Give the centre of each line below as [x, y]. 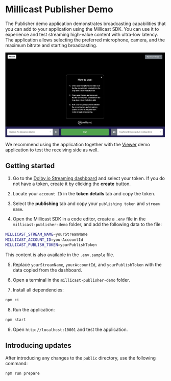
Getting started [30, 166]
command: [17, 363]
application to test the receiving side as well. [52, 150]
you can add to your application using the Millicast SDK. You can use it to [82, 29]
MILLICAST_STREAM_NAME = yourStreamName [46, 234]
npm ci [12, 300]
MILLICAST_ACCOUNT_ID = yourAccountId [44, 240]
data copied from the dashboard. [47, 270]
